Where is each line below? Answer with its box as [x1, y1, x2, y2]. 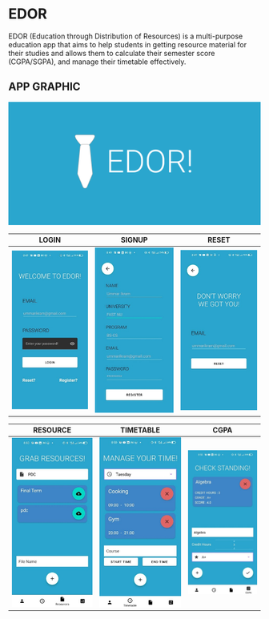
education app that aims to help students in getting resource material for [8, 39, 247, 49]
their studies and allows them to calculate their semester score [8, 48, 215, 58]
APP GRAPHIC [8, 80, 81, 94]
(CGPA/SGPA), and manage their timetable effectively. [8, 57, 187, 66]
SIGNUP [120, 235, 148, 245]
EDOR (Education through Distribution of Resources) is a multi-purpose [8, 31, 243, 41]
